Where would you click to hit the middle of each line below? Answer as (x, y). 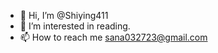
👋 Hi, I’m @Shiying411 (64, 15)
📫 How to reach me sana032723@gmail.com (113, 37)
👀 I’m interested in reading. (75, 26)
